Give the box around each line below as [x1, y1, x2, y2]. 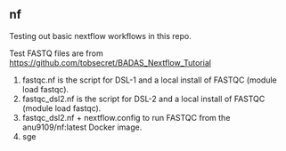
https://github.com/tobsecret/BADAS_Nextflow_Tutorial [9, 57, 212, 68]
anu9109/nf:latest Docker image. [21, 122, 143, 132]
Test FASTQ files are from [9, 48, 104, 59]
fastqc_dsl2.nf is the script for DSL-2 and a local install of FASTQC [21, 93, 266, 104]
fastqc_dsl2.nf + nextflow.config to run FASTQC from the [21, 112, 231, 123]
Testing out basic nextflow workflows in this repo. [9, 30, 192, 41]
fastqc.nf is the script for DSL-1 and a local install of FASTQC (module [21, 75, 278, 85]
